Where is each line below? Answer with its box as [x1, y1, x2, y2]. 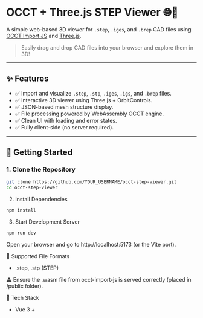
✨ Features [6, 74, 49, 84]
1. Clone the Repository [6, 166, 76, 174]
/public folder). [6, 282, 43, 290]
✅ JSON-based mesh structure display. [14, 103, 114, 111]
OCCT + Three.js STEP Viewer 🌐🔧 [6, 5, 179, 19]
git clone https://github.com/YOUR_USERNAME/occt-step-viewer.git [6, 179, 177, 185]
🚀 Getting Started [6, 148, 73, 158]
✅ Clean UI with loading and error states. [14, 117, 117, 124]
